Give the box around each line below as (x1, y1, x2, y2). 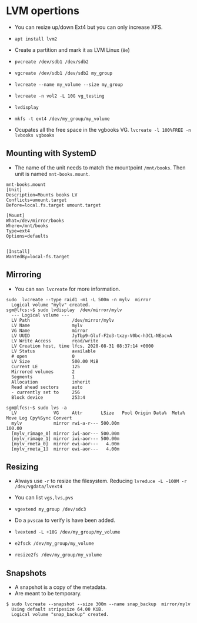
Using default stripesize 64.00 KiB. (11, 607, 104, 612)
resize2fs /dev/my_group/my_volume (14, 552, 102, 558)
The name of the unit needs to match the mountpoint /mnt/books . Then (14, 164, 186, 171)
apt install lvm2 (14, 36, 58, 42)
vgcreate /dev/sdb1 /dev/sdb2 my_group (14, 70, 113, 76)
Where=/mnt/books (6, 222, 49, 229)
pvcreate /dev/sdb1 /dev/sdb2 (14, 59, 89, 65)
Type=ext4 (6, 228, 31, 234)
